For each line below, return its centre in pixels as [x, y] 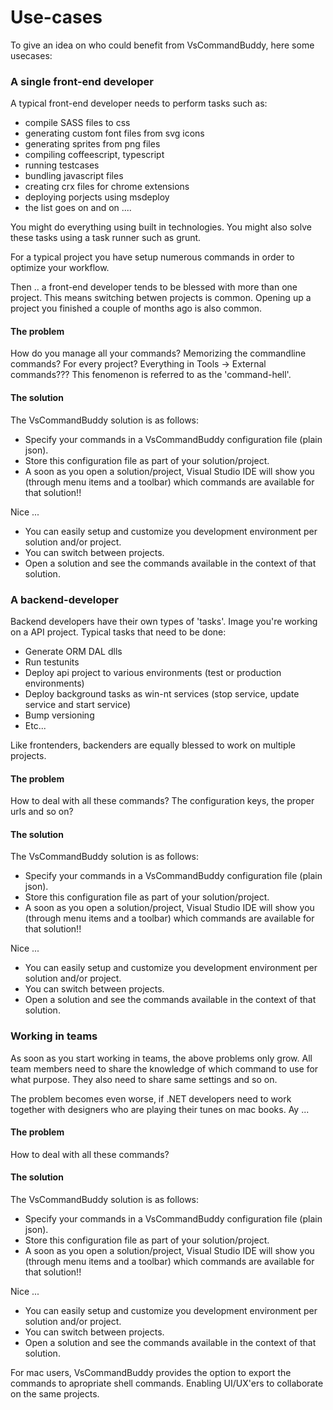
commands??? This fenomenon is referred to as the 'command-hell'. [151, 375]
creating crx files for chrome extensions [107, 187]
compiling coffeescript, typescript [94, 155]
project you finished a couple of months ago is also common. [136, 308]
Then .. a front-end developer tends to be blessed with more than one [154, 287]
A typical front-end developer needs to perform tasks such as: [139, 103]
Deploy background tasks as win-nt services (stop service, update [162, 693]
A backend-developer [64, 599]
